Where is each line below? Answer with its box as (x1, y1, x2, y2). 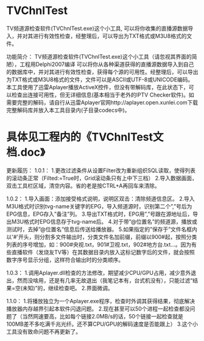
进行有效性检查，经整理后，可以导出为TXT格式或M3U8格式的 (32, 32, 187, 40)
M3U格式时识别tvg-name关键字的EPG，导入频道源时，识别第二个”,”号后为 (6, 202, 192, 210)
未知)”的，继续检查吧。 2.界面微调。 (22, 284, 114, 291)
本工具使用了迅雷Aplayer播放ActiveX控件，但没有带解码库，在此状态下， (6, 83, 189, 90)
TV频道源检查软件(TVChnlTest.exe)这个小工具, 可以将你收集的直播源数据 (6, 24, 188, 32)
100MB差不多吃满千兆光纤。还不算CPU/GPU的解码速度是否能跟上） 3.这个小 (6, 320, 199, 328)
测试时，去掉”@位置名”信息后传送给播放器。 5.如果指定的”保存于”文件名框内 (6, 226, 198, 233)
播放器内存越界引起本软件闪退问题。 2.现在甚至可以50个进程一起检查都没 (6, 305, 190, 312)
